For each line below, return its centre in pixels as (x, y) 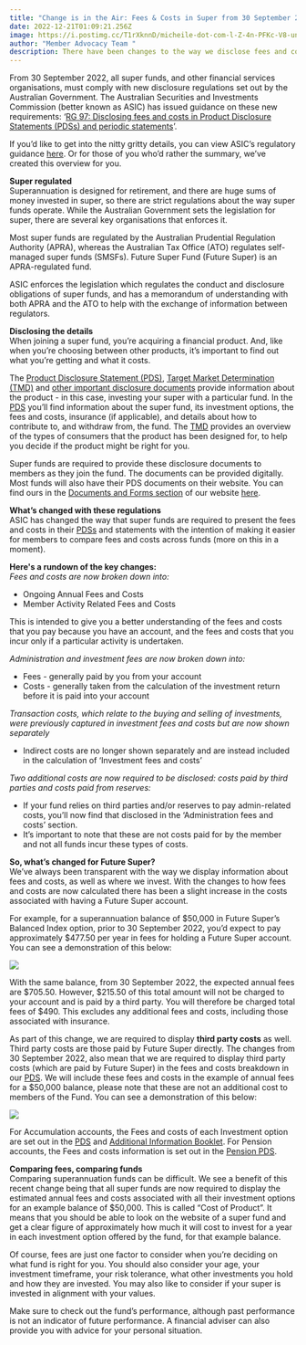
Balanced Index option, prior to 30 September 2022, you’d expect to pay (145, 929)
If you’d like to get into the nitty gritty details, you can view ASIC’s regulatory (153, 144)
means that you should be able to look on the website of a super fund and (148, 1218)
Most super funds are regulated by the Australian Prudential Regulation (143, 237)
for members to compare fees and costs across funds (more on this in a (144, 540)
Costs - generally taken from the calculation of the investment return (151, 687)
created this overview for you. (66, 163)
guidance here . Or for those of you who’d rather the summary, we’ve (138, 154)
